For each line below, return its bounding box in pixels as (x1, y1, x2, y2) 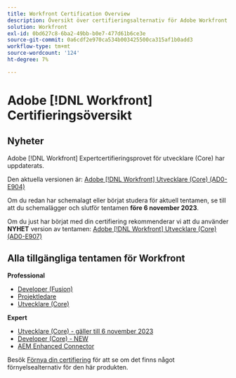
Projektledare (17, 292, 57, 301)
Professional (7, 271, 46, 280)
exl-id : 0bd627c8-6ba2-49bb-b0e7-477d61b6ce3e (7, 30, 146, 37)
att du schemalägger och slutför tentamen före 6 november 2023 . (7, 203, 199, 211)
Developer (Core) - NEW (17, 334, 89, 343)
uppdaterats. (7, 161, 44, 169)
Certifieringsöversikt (7, 107, 132, 123)
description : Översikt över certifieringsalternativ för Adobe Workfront (7, 17, 228, 24)
